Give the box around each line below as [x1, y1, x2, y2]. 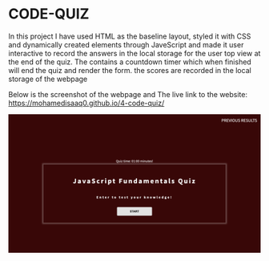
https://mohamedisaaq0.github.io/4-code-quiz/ [8, 98, 165, 108]
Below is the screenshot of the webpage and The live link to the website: [8, 89, 248, 99]
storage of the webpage [8, 74, 88, 84]
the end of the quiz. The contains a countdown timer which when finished [8, 57, 252, 67]
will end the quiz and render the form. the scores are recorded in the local [8, 65, 252, 75]
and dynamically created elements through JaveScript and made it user [8, 39, 244, 49]
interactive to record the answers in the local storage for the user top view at [8, 48, 261, 58]
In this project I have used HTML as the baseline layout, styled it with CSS [8, 31, 251, 41]
